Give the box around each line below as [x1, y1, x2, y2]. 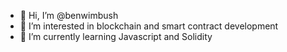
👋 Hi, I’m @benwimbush [19, 10, 119, 21]
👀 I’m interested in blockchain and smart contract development [19, 20, 279, 32]
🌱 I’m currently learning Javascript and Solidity [19, 31, 213, 42]
